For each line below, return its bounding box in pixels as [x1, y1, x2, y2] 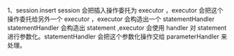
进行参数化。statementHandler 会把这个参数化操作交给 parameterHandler [7, 32, 219, 41]
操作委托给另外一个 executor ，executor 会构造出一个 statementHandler [7, 15, 215, 23]
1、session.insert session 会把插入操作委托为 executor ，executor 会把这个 [7, 6, 223, 14]
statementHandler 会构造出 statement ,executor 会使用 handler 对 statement [7, 24, 227, 31]
